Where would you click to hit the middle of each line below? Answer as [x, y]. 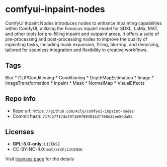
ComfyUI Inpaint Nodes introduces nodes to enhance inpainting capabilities [83, 23]
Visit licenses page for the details [40, 159]
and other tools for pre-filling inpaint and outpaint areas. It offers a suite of [82, 34]
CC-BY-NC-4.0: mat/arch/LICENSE [48, 149]
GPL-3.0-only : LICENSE [36, 144]
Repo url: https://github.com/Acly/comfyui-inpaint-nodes [73, 111]
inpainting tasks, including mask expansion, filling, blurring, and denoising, [82, 44]
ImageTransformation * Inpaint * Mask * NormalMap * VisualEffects [75, 83]
